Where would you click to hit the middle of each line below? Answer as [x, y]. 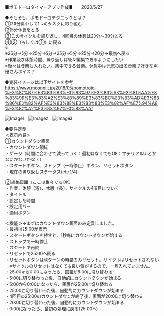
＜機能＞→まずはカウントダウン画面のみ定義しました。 [61, 223]
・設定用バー [18, 206]
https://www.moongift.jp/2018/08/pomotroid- [51, 88]
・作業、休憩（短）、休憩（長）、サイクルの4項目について [62, 188]
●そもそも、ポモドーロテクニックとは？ [46, 18]
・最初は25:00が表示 [26, 229]
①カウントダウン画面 [27, 141]
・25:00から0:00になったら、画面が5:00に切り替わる [59, 272]
